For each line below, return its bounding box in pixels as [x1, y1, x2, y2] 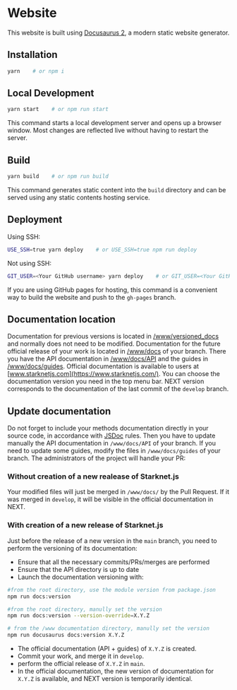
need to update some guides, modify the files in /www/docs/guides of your [7, 447, 221, 455]
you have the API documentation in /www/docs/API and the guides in [7, 355, 209, 363]
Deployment [7, 214, 63, 226]
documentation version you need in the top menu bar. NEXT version [7, 377, 205, 386]
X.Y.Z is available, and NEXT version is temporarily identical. [17, 674, 193, 683]
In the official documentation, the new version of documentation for [17, 667, 214, 676]
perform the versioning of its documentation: [7, 544, 138, 552]
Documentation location [7, 313, 116, 325]
